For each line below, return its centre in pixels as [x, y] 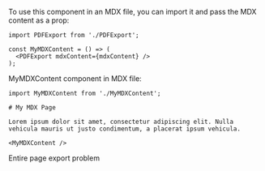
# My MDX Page [32, 108]
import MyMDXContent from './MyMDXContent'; [85, 93]
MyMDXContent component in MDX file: [75, 79]
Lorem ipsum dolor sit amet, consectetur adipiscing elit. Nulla [121, 122]
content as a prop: [39, 20]
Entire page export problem [54, 158]
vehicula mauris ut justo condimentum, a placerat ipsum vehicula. [125, 129]
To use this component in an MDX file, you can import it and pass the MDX [132, 12]
